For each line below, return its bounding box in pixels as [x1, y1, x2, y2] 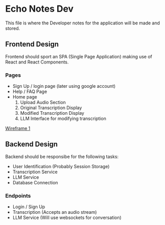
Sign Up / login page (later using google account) [12, 83, 116, 89]
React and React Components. [5, 59, 69, 65]
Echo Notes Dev [5, 3, 74, 15]
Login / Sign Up [12, 204, 46, 210]
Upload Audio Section [20, 100, 66, 106]
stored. [5, 25, 20, 31]
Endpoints [5, 192, 31, 199]
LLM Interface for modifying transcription [20, 115, 106, 122]
